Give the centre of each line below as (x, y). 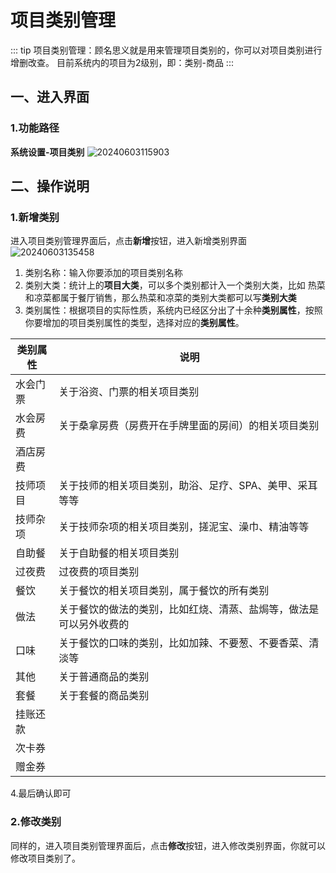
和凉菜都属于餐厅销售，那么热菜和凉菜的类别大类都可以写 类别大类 (160, 298)
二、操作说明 (50, 186)
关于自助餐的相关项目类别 (119, 553)
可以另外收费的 (94, 624)
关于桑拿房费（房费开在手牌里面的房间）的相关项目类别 (189, 426)
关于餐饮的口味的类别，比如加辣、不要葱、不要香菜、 (184, 643)
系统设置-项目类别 (47, 152)
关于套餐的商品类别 (104, 696)
